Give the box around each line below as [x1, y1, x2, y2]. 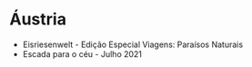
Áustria [9, 9, 66, 30]
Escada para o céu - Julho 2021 [22, 48, 143, 59]
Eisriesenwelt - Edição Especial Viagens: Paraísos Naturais [22, 39, 244, 50]
